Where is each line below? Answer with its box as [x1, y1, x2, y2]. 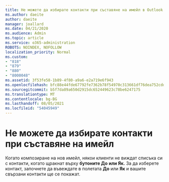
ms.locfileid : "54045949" [5, 106, 59, 111]
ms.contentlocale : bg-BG [5, 96, 57, 101]
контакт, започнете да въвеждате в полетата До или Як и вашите [5, 165, 146, 171]
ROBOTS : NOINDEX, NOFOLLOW [5, 45, 62, 50]
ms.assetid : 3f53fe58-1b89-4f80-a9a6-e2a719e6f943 [5, 78, 114, 83]
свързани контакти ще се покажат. [5, 171, 80, 177]
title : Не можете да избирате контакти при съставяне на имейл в [5, 7, 145, 13]
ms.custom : [5, 54, 28, 59]
